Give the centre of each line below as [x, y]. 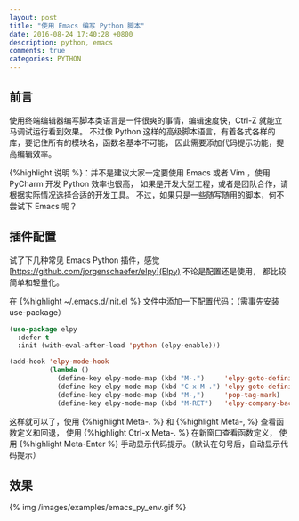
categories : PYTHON [45, 59]
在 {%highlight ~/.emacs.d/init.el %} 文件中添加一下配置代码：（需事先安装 [145, 301]
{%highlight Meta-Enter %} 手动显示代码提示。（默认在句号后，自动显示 [150, 444]
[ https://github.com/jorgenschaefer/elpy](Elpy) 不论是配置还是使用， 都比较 [148, 271]
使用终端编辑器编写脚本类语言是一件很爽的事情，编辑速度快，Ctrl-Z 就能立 [146, 120]
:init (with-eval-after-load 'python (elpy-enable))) [119, 346]
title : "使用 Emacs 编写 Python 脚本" [77, 26]
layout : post [33, 17]
